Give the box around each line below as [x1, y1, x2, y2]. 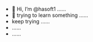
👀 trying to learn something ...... [11, 12, 88, 19]
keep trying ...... [11, 18, 50, 24]
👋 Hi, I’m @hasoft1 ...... [11, 6, 67, 12]
